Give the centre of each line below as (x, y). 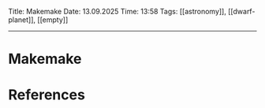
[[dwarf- (241, 11)
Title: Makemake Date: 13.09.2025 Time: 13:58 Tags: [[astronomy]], (117, 11)
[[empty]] (53, 20)
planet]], (22, 20)
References (47, 95)
